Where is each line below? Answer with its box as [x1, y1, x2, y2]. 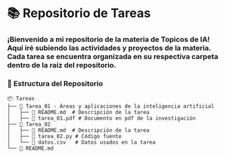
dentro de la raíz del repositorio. [7, 60, 117, 70]
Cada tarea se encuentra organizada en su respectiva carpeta [7, 52, 219, 62]
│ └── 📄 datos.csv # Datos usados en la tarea [7, 139, 156, 146]
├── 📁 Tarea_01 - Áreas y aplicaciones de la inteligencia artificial [7, 103, 215, 110]
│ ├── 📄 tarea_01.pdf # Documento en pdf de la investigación [7, 115, 196, 122]
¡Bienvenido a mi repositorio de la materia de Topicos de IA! [7, 35, 211, 45]
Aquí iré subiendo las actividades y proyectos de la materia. [7, 43, 212, 53]
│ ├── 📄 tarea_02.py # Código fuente [7, 133, 122, 140]
